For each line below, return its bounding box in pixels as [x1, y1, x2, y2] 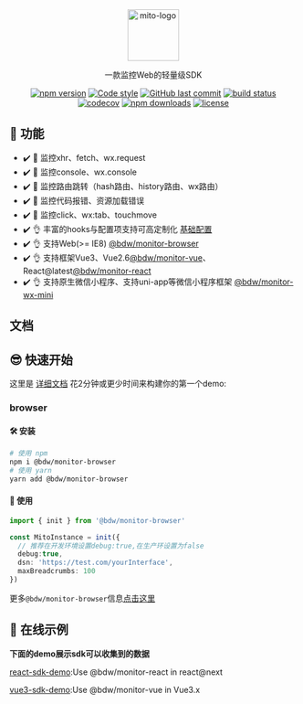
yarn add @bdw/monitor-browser [9, 475, 129, 484]
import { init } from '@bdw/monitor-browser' [9, 516, 185, 525]
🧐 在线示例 [9, 622, 68, 638]
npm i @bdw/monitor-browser [9, 457, 117, 467]
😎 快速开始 [9, 352, 73, 368]
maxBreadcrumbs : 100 [17, 567, 96, 576]
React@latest [22, 265, 73, 276]
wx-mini [22, 289, 54, 300]
